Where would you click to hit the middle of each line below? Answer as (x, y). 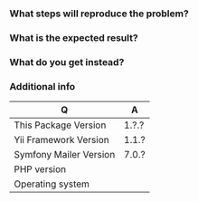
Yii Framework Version (62, 140)
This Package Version (60, 125)
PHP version (40, 169)
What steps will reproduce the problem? (99, 14)
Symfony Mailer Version (65, 155)
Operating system (52, 184)
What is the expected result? (74, 37)
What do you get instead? (67, 62)
